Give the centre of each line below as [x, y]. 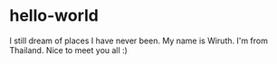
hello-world [54, 16]
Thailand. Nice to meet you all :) [69, 50]
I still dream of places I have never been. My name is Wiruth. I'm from [139, 41]
